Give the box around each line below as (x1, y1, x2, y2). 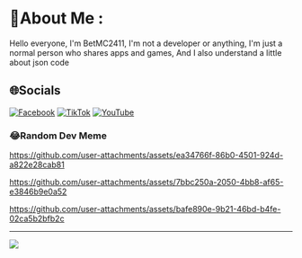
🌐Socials (9, 83, 61, 98)
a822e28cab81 (9, 159, 65, 170)
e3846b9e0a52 (9, 186, 67, 197)
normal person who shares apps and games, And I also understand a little (9, 47, 282, 58)
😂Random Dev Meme (9, 129, 108, 142)
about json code (9, 57, 70, 67)
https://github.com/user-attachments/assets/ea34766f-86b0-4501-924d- (9, 150, 284, 161)
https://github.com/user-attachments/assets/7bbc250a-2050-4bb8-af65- (9, 177, 284, 188)
